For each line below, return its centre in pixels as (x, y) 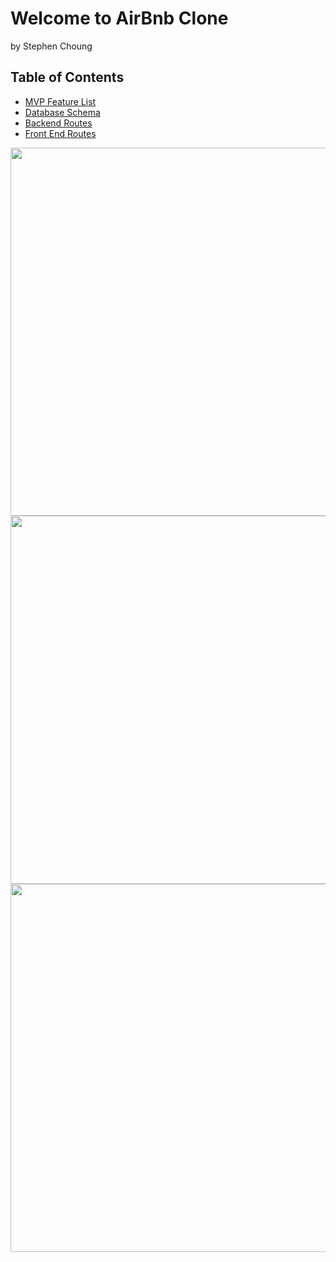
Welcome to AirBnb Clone (119, 18)
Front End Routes (60, 133)
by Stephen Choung (51, 46)
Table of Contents (67, 77)
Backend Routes (58, 123)
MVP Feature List (60, 101)
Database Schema (62, 112)
